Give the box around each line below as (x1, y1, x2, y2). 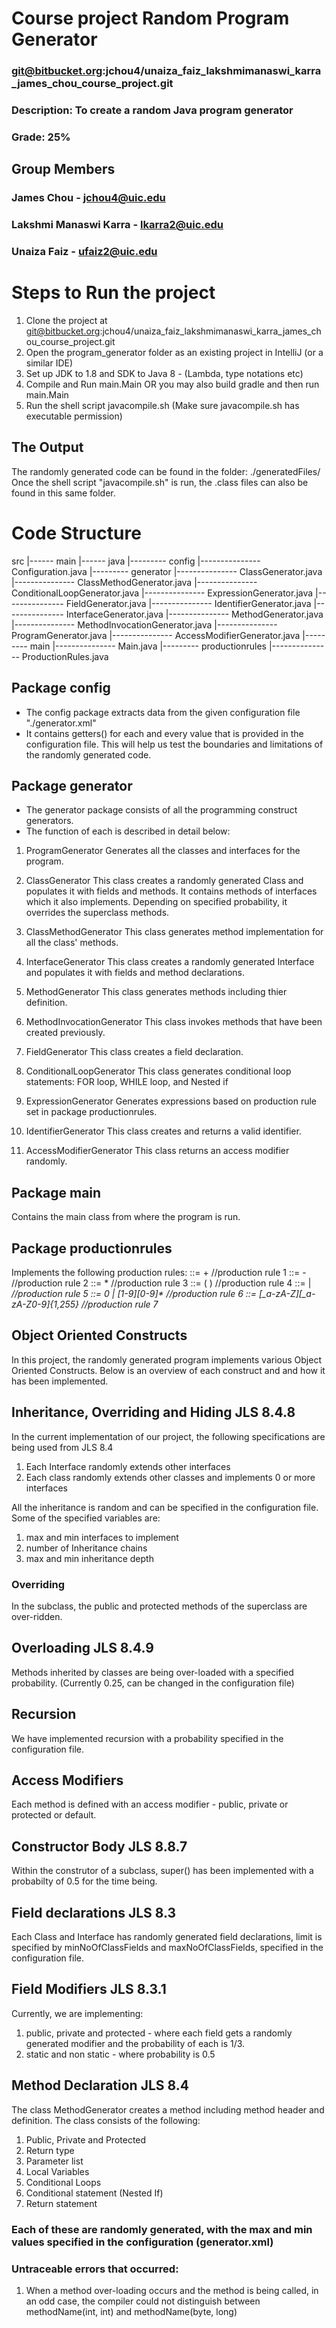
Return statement (25, 2197, 98, 2209)
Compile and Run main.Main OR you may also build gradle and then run (25, 378, 320, 391)
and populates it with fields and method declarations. (25, 967, 246, 979)
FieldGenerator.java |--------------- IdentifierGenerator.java (65, 597, 312, 609)
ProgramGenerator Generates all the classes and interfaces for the (25, 845, 301, 857)
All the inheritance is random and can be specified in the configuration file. (11, 1501, 319, 1513)
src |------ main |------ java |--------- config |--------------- (11, 555, 261, 567)
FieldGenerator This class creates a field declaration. (25, 1046, 244, 1058)
